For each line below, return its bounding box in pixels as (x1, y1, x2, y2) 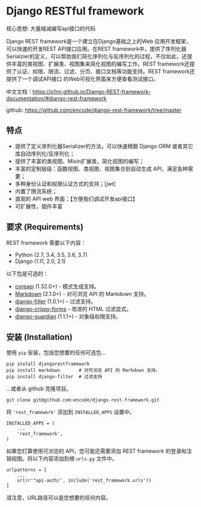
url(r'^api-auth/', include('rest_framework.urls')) (17, 478, 152, 484)
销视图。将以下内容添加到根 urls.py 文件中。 (6, 455, 118, 462)
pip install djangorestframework (6, 361, 90, 367)
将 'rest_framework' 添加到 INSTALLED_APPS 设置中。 (6, 408, 135, 416)
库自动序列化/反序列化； (14, 150, 75, 157)
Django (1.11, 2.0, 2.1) (14, 257, 66, 265)
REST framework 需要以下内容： (6, 239, 86, 246)
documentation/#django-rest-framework (6, 94, 107, 102)
